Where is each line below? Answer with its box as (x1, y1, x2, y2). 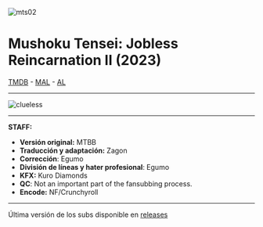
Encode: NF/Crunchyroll (19, 187, 99, 196)
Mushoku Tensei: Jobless (8, 35, 178, 52)
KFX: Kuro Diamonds (19, 171, 88, 180)
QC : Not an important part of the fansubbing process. (19, 178, 193, 188)
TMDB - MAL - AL (8, 77, 67, 86)
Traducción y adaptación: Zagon (19, 146, 128, 155)
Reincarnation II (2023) (8, 52, 162, 70)
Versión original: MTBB (19, 137, 96, 146)
